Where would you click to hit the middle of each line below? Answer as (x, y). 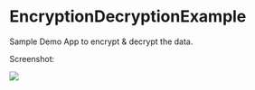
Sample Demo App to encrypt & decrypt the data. (101, 41)
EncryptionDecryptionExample (128, 17)
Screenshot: (32, 58)
